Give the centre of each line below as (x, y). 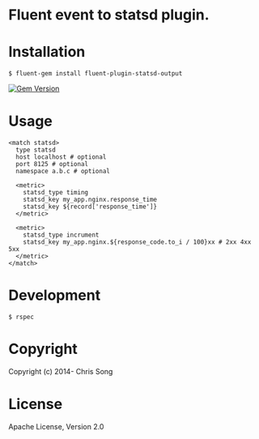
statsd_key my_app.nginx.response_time (90, 200)
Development (55, 295)
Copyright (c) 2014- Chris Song (61, 371)
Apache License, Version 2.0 (56, 426)
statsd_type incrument (61, 235)
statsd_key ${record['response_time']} (90, 207)
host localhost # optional (61, 157)
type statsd (36, 150)
